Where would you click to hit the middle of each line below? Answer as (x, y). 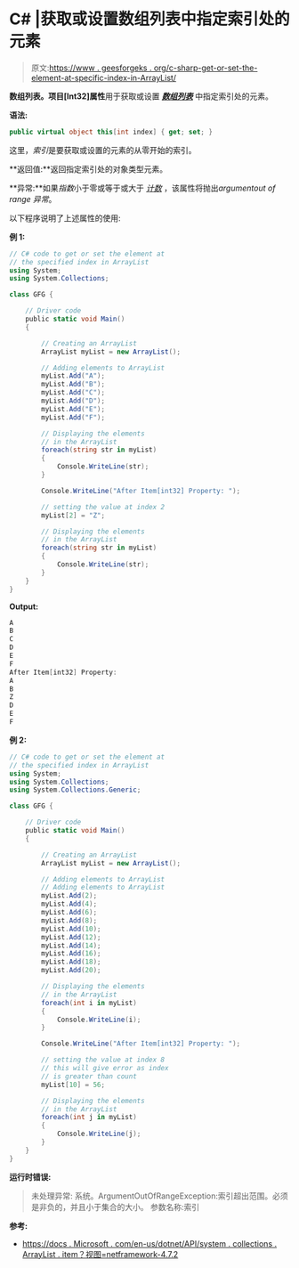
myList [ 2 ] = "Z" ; (73, 515)
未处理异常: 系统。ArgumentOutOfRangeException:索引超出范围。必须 (160, 1196)
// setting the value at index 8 (103, 1060)
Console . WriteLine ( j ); (99, 1134)
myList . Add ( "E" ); (73, 409)
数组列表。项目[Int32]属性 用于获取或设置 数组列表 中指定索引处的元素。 (141, 96)
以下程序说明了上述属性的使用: (65, 218)
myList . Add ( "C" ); (73, 393)
